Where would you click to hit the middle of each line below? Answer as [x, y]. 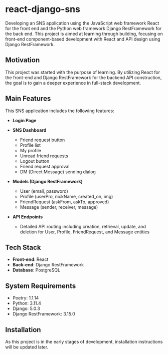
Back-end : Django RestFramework [48, 265]
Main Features [28, 99]
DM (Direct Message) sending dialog [58, 172]
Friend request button [42, 140]
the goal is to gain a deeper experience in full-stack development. [73, 83]
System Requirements [41, 286]
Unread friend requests [44, 156]
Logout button [35, 161]
